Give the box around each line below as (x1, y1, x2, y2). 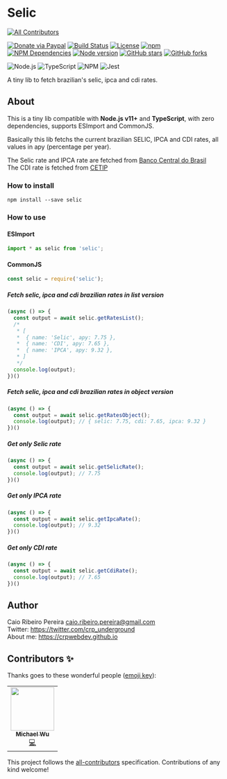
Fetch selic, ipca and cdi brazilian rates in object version (7, 388, 174, 396)
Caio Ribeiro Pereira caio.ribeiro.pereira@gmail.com (7, 618, 155, 626)
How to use (7, 212, 47, 222)
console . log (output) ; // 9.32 (13, 522, 101, 529)
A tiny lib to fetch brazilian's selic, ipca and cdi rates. (7, 75, 158, 84)
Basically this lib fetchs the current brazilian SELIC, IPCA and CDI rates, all (7, 135, 219, 143)
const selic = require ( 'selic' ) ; (7, 276, 104, 283)
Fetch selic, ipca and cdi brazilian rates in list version (7, 290, 165, 299)
